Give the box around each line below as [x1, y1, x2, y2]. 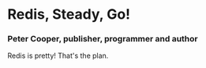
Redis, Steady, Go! [7, 5, 131, 23]
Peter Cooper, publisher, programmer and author [7, 34, 198, 45]
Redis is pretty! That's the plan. [7, 51, 109, 60]
